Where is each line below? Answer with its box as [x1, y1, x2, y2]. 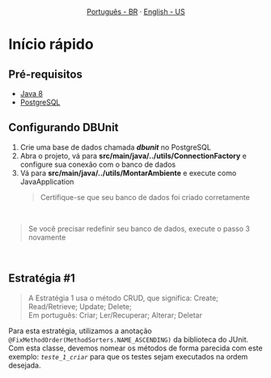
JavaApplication [19, 176, 74, 186]
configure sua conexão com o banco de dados [19, 159, 176, 169]
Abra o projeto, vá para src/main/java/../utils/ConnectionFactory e [19, 151, 247, 160]
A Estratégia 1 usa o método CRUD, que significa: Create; [28, 293, 218, 303]
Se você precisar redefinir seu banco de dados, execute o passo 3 [28, 223, 251, 233]
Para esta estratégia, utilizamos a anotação [8, 325, 152, 335]
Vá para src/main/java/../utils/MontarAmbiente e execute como [19, 168, 237, 177]
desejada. [8, 360, 42, 370]
